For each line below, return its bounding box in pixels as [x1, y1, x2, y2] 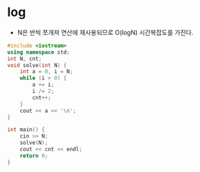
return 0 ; [20, 152, 49, 159]
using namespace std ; [7, 48, 70, 56]
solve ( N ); [20, 139, 49, 147]
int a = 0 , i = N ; [20, 68, 73, 76]
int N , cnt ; [7, 55, 42, 62]
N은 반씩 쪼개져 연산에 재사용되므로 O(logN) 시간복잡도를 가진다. [17, 28, 194, 36]
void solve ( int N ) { [7, 62, 68, 69]
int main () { [7, 127, 45, 134]
